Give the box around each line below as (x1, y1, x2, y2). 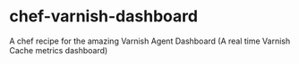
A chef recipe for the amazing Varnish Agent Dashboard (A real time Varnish (9, 36, 291, 46)
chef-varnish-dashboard (9, 6, 199, 27)
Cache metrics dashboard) (9, 44, 108, 55)
